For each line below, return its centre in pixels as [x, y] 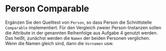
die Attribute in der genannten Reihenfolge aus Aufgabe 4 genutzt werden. [82, 33]
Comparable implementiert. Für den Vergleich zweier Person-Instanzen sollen [83, 27]
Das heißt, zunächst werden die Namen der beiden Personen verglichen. [78, 38]
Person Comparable [47, 9]
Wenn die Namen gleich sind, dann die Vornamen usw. [59, 43]
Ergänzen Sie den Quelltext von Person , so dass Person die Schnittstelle [79, 22]
